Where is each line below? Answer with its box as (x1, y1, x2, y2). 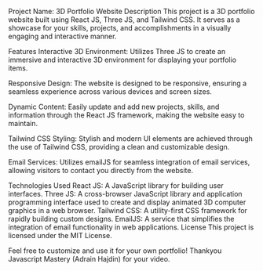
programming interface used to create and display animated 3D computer (8, 197, 247, 207)
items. (8, 63, 28, 73)
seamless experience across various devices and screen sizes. (8, 87, 212, 96)
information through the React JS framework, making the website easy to (8, 110, 245, 120)
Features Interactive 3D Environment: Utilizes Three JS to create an (8, 47, 226, 56)
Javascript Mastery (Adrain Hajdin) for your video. (8, 255, 170, 263)
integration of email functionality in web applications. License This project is (8, 222, 254, 232)
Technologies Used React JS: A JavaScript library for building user (8, 181, 224, 190)
